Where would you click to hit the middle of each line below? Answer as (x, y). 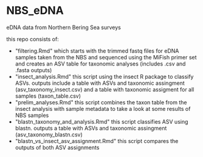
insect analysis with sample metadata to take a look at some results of (103, 109)
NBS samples (32, 115)
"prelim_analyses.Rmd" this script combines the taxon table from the (101, 102)
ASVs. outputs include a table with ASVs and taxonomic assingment (100, 83)
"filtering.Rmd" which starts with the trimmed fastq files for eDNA (97, 51)
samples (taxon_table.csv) (48, 96)
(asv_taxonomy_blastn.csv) (49, 135)
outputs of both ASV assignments (57, 147)
